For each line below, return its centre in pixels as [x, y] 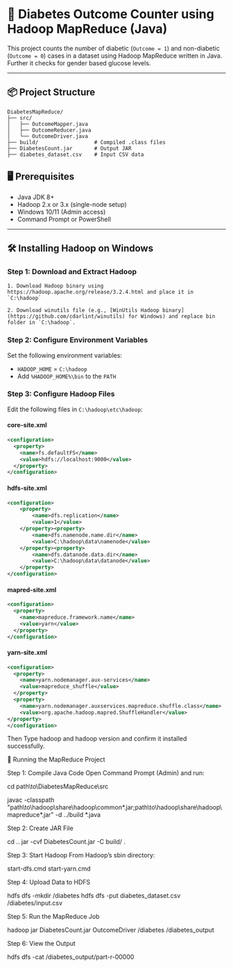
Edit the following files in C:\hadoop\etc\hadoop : [75, 409]
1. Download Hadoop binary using [55, 286]
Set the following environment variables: [65, 355]
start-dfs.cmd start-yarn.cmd [49, 868]
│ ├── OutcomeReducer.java [49, 130]
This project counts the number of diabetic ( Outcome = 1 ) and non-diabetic [113, 48]
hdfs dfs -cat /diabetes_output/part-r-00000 [71, 957]
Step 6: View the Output [42, 944]
